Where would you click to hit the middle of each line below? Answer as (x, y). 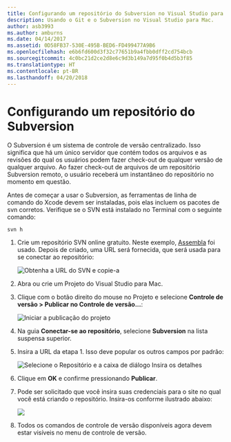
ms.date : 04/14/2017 (37, 39)
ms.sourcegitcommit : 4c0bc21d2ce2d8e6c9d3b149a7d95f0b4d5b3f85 (100, 59)
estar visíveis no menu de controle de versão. (82, 433)
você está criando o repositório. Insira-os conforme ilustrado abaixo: (114, 399)
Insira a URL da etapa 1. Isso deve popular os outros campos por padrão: (120, 352)
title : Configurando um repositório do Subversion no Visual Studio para (115, 13)
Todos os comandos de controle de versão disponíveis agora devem (114, 425)
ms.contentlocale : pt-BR (43, 71)
